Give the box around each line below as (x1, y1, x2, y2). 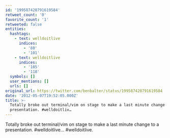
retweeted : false (5, 21, 42, 27)
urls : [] (10, 83, 29, 88)
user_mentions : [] (10, 79, 49, 84)
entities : (5, 27, 26, 32)
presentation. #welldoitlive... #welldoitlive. (5, 127, 93, 133)
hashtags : (10, 31, 31, 36)
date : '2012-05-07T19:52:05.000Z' (5, 93, 79, 98)
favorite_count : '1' (5, 17, 49, 22)
